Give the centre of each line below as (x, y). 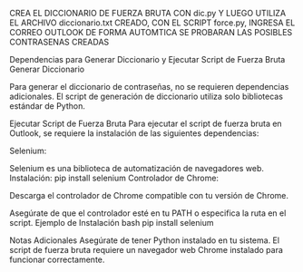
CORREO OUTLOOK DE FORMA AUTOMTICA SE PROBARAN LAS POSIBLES (151, 32)
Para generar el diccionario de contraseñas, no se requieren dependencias (149, 87)
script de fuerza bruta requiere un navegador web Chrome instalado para (147, 250)
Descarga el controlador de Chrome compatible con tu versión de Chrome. (149, 195)
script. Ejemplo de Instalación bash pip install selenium (112, 223)
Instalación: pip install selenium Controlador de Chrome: (114, 178)
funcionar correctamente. (57, 259)
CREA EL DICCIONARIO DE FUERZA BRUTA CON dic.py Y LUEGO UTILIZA (148, 13)
